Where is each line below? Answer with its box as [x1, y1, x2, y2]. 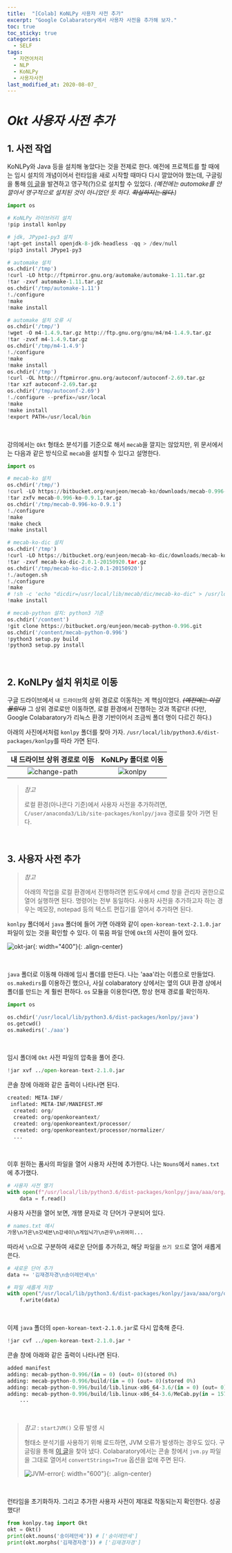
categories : [7, 36, 41, 43]
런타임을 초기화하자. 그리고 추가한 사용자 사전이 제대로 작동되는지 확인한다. [7, 1498, 209, 1506]
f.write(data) [19, 1297, 60, 1304]
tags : [7, 49, 23, 56]
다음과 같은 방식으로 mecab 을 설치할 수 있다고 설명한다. [14, 448, 161, 457]
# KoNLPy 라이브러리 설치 [7, 215, 72, 222]
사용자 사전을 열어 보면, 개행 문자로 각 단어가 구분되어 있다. [7, 1209, 166, 1217]
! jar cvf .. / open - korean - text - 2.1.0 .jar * [7, 1337, 131, 1344]
